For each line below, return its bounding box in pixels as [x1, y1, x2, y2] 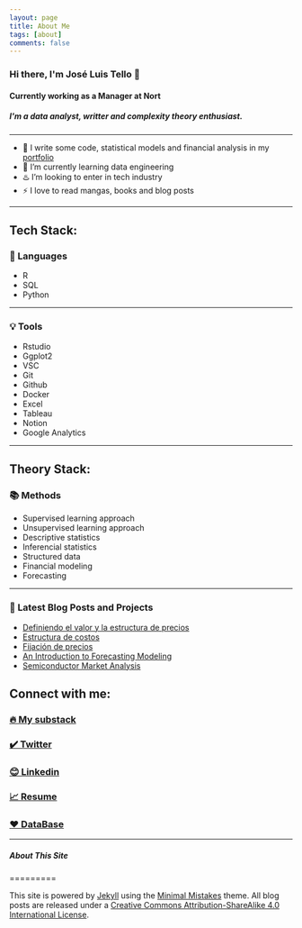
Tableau [22, 407, 53, 419]
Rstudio [22, 341, 51, 351]
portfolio [22, 151, 54, 162]
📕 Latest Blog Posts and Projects [9, 601, 154, 614]
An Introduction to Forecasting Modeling [22, 651, 173, 661]
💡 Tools [9, 321, 43, 333]
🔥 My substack [9, 714, 76, 726]
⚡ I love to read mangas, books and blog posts [22, 185, 195, 196]
